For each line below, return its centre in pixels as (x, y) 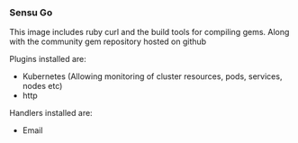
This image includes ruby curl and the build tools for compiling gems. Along (149, 32)
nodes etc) (42, 86)
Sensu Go (31, 13)
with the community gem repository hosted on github (108, 41)
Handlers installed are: (51, 113)
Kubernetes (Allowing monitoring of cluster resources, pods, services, (152, 76)
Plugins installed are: (48, 59)
